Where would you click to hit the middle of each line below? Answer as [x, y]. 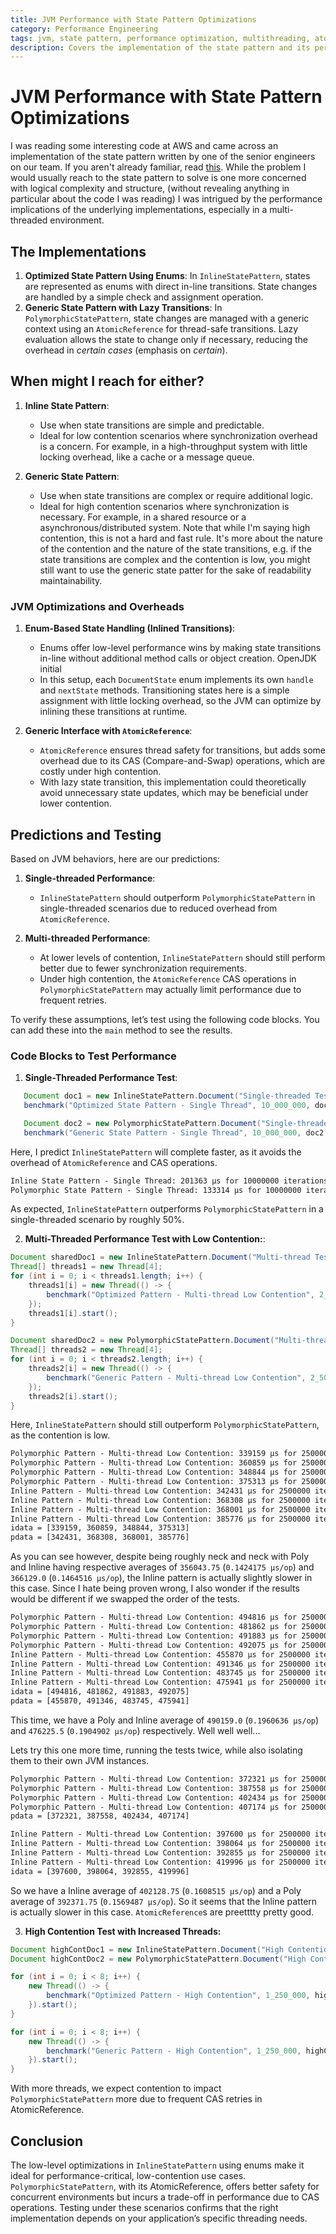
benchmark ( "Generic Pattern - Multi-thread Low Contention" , [176, 1377]
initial [50, 669]
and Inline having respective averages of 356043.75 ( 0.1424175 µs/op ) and [162, 1567]
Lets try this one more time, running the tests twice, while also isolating [156, 1750]
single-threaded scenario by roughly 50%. [97, 1220]
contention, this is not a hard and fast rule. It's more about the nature [181, 538]
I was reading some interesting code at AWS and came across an [144, 146]
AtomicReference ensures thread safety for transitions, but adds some [183, 750]
